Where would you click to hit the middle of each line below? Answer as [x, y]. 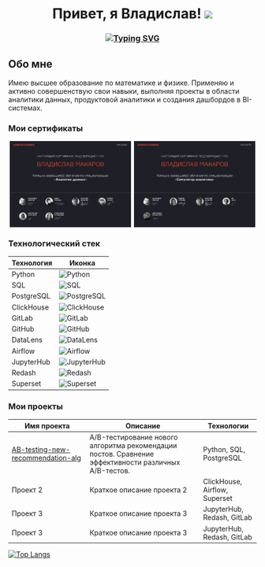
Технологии [228, 425]
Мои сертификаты [46, 128]
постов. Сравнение [122, 454]
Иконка [83, 263]
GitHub [23, 329]
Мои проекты [35, 406]
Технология [32, 263]
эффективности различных [135, 462]
